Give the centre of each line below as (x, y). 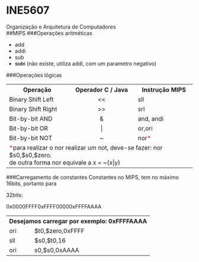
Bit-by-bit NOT (31, 138)
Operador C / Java (102, 90)
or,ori (145, 128)
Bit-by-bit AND (31, 118)
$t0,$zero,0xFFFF (60, 231)
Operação (37, 90)
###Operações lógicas (34, 75)
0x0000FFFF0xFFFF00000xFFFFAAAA (54, 206)
